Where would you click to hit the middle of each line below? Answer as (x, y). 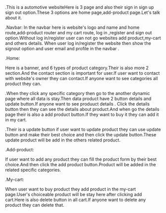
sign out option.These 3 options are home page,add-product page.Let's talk (83, 12)
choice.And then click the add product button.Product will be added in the (81, 164)
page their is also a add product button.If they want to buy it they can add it (82, 114)
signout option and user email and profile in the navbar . (62, 49)
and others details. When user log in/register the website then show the (78, 43)
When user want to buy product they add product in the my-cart (71, 189)
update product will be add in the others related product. (63, 140)
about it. (14, 18)
